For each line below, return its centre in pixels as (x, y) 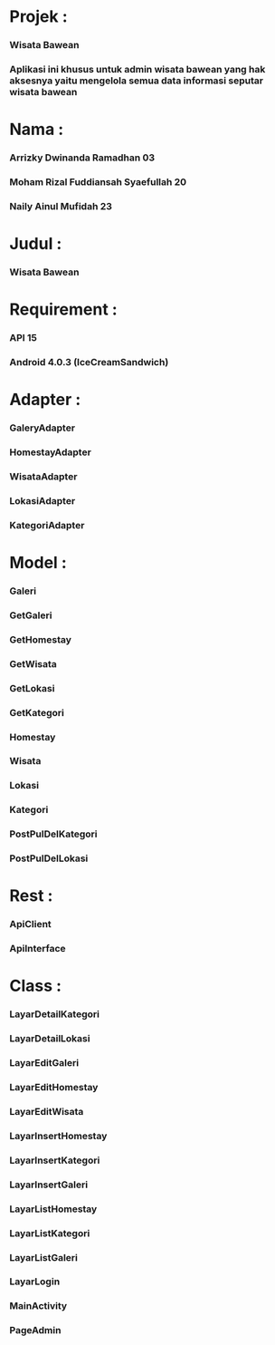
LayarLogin (35, 1282)
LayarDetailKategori (54, 1014)
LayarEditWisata (47, 1112)
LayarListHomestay (53, 1209)
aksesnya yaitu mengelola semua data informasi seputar (137, 81)
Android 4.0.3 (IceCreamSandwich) (89, 363)
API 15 (24, 338)
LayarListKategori (50, 1233)
